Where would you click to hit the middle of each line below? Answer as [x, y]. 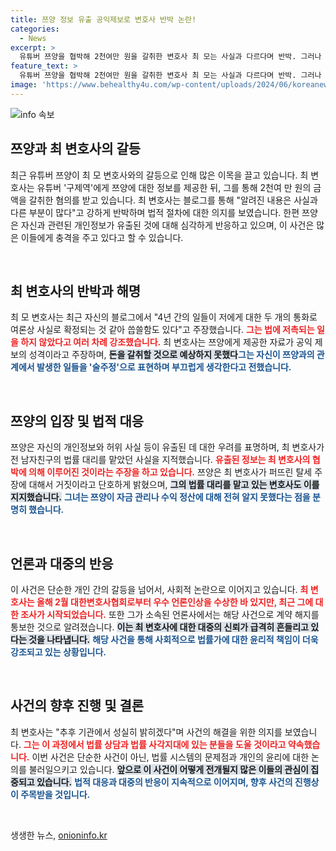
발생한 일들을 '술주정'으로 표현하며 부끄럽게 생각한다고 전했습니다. [164, 367]
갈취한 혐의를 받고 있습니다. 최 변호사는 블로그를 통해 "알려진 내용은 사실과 [173, 200]
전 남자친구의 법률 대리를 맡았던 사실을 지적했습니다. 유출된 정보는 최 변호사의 [160, 460]
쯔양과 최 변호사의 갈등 [76, 149]
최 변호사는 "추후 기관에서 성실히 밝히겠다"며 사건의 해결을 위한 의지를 [146, 732]
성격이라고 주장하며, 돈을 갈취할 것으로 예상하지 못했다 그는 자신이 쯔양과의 [171, 355]
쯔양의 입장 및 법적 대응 [77, 421]
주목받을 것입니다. [55, 794]
